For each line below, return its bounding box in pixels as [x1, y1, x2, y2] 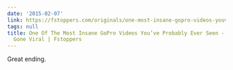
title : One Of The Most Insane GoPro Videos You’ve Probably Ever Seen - [7, 29, 225, 37]
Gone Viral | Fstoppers [13, 36, 82, 43]
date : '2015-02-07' [7, 10, 64, 17]
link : [7, 17, 23, 24]
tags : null [7, 23, 39, 30]
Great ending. [7, 55, 46, 63]
